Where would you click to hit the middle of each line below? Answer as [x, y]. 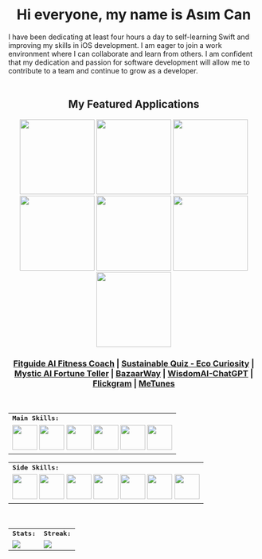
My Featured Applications [134, 104]
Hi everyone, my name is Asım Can [134, 15]
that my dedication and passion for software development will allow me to [129, 62]
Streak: [57, 534]
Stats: [24, 534]
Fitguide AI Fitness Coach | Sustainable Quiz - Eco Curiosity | [134, 363]
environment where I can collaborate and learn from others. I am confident [131, 54]
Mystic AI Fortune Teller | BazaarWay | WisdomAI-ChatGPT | [134, 373]
